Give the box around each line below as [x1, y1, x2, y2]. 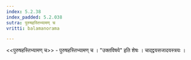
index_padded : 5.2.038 [6, 14, 62, 20]
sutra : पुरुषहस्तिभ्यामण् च [6, 20, 55, 26]
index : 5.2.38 [6, 8, 42, 15]
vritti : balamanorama [6, 25, 60, 31]
